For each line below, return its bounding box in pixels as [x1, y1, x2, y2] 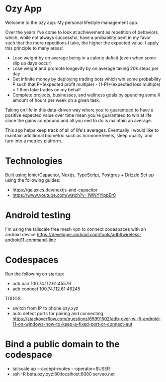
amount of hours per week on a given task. [12, 97, 100, 103]
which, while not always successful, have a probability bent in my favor [5, 34, 151, 40]
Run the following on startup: [5, 271, 65, 277]
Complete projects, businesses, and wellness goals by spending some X [12, 92, 161, 98]
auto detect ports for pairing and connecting [12, 310, 103, 316]
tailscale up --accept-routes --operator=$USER [12, 366, 110, 372]
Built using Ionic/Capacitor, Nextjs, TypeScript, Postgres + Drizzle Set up [5, 172, 154, 178]
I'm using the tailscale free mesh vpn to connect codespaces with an [5, 226, 147, 232]
